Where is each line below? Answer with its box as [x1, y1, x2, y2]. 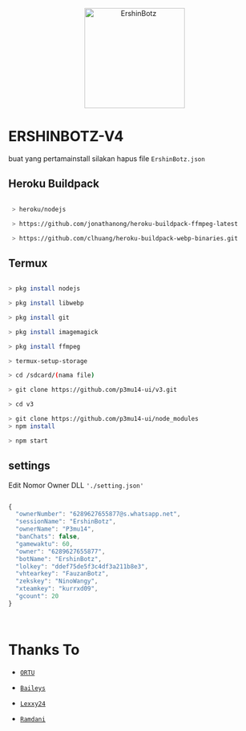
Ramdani [19, 715, 46, 723]
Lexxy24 [19, 700, 46, 708]
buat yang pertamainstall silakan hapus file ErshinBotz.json [8, 153, 206, 164]
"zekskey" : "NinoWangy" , [15, 577, 99, 585]
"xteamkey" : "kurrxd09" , [15, 585, 99, 593]
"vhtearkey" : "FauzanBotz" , [15, 570, 110, 578]
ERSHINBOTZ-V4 [8, 127, 124, 146]
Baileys [19, 684, 46, 693]
